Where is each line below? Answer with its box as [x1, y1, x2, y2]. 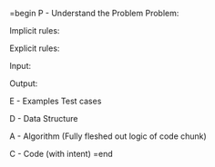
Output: [9, 78, 38, 89]
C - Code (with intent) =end [9, 149, 114, 159]
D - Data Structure [9, 113, 78, 123]
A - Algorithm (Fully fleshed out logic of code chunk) [9, 131, 207, 142]
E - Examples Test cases [9, 95, 102, 106]
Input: [9, 61, 32, 71]
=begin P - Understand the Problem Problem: [9, 8, 179, 18]
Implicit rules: [9, 25, 60, 35]
